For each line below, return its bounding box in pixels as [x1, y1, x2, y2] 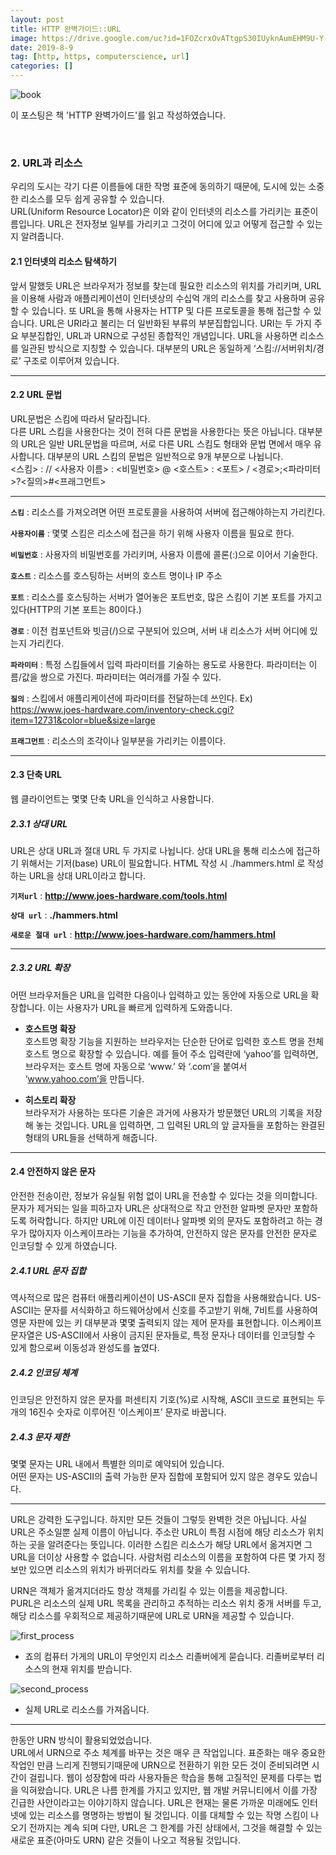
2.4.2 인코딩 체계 [10, 1366, 78, 1378]
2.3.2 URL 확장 [10, 962, 71, 974]
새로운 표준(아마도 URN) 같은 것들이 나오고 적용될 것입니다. [10, 1834, 242, 1846]
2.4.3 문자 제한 [10, 1431, 70, 1443]
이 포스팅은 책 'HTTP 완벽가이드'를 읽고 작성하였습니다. [10, 109, 226, 121]
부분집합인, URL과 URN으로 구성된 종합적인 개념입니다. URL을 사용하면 [20, 329, 298, 341]
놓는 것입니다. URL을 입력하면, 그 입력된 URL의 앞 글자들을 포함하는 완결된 [35, 1119, 326, 1131]
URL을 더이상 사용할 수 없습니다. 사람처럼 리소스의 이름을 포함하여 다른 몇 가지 [10, 1551, 315, 1563]
